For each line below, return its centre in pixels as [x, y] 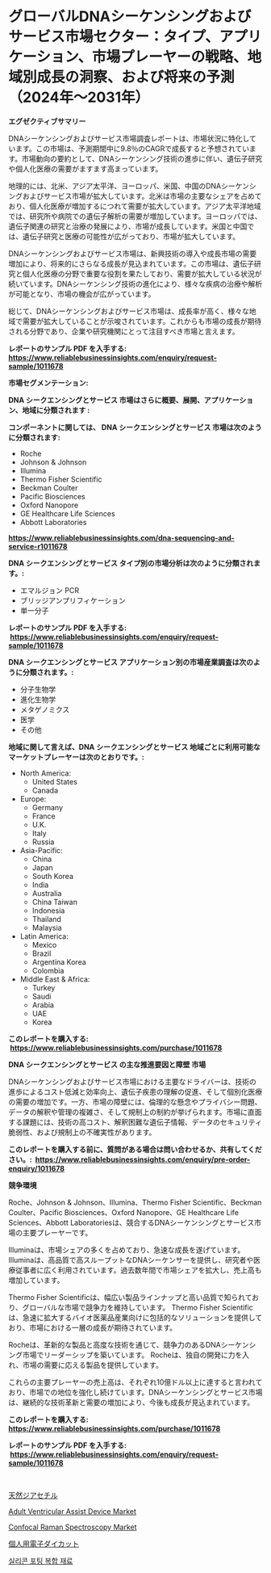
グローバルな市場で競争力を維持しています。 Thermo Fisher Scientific [138, 1307]
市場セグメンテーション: [48, 383]
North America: [45, 773]
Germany [47, 807]
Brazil [42, 953]
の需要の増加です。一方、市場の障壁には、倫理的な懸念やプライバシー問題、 [135, 1102]
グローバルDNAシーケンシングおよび [130, 17]
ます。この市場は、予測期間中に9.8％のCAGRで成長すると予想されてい [132, 148]
